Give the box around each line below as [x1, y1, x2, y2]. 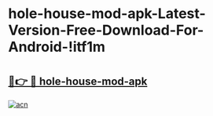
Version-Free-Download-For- [8, 21, 204, 39]
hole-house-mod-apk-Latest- [8, 5, 206, 23]
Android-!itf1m [8, 38, 106, 56]
